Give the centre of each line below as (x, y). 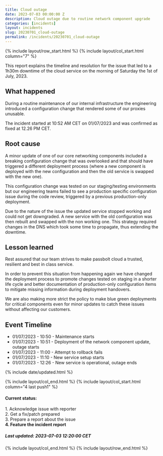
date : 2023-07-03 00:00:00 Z (35, 14)
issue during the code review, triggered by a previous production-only (76, 196)
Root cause (23, 144)
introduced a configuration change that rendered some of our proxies (75, 108)
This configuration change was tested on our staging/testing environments (81, 186)
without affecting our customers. (38, 309)
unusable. (15, 114)
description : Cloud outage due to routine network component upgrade (78, 19)
